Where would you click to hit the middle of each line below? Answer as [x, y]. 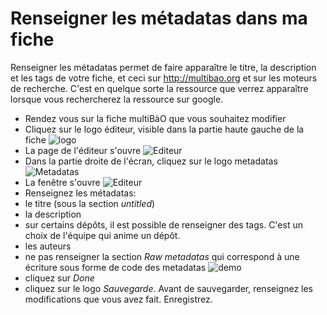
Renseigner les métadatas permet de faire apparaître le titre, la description [163, 67]
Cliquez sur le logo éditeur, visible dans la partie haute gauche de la [164, 129]
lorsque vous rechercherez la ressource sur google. [117, 99]
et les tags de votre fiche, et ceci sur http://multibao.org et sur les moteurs [164, 78]
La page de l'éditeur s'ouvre [83, 150]
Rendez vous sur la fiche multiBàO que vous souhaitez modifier [155, 118]
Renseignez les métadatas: [80, 193]
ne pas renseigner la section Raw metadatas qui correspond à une [162, 256]
